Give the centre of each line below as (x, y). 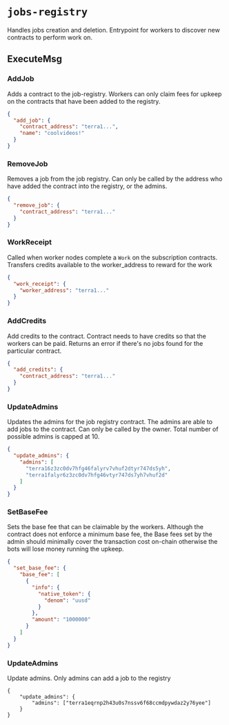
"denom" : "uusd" (67, 600)
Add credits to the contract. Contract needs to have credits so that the (107, 336)
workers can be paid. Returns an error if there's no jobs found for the (105, 343)
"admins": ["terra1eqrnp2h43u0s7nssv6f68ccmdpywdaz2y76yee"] (122, 703)
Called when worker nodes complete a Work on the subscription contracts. (112, 257)
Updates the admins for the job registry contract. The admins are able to (110, 422)
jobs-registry (48, 12)
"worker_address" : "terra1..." (64, 290)
